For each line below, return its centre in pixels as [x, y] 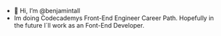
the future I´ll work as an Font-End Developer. [79, 25]
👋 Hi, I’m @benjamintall [47, 11]
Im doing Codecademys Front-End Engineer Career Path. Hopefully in [114, 18]
